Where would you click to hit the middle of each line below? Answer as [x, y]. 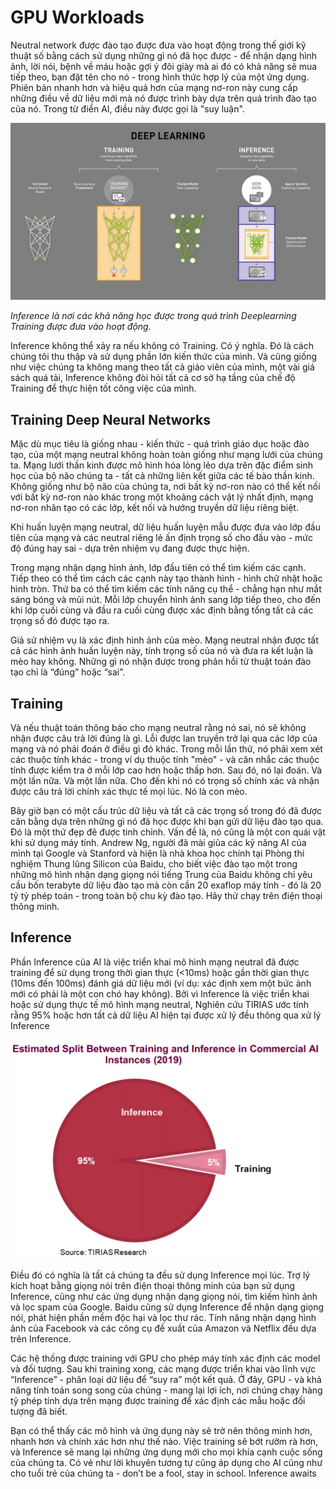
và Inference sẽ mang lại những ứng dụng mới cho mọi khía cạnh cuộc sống [166, 1452]
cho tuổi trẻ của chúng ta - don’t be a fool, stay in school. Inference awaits [163, 1473]
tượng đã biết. [39, 1411]
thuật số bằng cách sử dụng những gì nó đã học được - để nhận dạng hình [164, 55]
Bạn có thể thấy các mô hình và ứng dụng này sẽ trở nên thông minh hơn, [161, 1430]
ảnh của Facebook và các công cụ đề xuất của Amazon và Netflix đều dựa [163, 1328]
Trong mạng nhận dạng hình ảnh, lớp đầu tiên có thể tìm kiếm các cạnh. [158, 568]
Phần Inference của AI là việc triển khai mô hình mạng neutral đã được [155, 962]
